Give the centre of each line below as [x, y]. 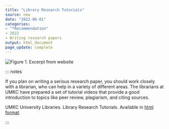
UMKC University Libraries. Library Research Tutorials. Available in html [79, 107]
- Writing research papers [34, 38]
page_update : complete [29, 47]
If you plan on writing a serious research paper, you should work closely [80, 81]
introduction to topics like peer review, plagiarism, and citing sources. [77, 97]
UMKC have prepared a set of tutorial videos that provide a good [72, 92]
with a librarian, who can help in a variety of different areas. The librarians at [84, 87]
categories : [18, 24]
